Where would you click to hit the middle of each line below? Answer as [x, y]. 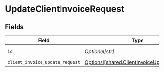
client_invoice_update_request [44, 62]
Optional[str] [100, 51]
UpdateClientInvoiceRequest [65, 9]
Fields [15, 27]
